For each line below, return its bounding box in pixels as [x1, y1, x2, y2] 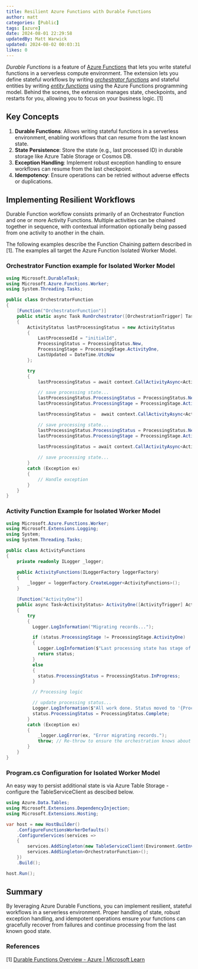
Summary [6, 887, 43, 897]
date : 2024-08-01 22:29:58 [6, 31, 72, 37]
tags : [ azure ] [6, 25, 41, 31]
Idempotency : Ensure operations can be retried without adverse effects [14, 171, 190, 178]
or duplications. [14, 178, 53, 185]
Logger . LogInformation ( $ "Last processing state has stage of [37, 645, 192, 652]
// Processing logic [32, 689, 83, 695]
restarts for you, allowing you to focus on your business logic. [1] [6, 95, 163, 102]
